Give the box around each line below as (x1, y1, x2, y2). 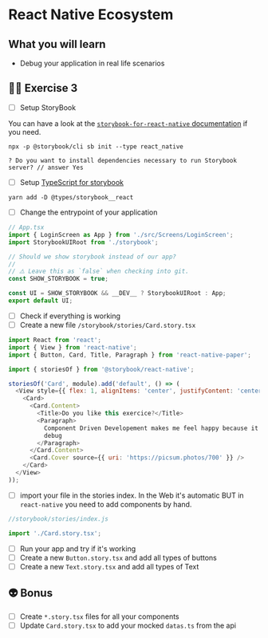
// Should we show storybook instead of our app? (8, 253, 177, 261)
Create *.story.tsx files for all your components (19, 612, 179, 621)
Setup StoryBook (19, 102, 77, 112)
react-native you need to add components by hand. (19, 499, 192, 509)
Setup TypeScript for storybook (19, 177, 124, 187)
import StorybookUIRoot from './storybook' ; (8, 238, 159, 246)
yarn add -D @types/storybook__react (8, 193, 134, 201)
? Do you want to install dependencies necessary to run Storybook (8, 156, 238, 164)
